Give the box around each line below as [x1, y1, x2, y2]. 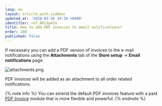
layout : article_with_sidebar [5, 12, 66, 16]
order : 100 [5, 29, 27, 34]
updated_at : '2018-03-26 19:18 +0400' [5, 16, 83, 21]
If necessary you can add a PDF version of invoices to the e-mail [5, 47, 134, 53]
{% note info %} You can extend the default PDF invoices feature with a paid [5, 90, 158, 96]
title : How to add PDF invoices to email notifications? [5, 25, 122, 30]
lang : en [5, 7, 23, 12]
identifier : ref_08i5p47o [5, 20, 57, 26]
